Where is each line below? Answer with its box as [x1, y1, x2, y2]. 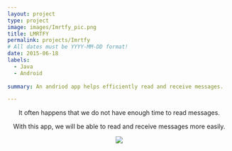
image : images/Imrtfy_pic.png [7, 23, 97, 30]
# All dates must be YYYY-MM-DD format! [7, 43, 129, 50]
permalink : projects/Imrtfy [7, 37, 91, 44]
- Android [13, 69, 43, 77]
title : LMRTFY [7, 30, 50, 38]
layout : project [7, 10, 55, 18]
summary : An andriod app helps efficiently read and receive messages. [7, 83, 223, 90]
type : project [7, 17, 50, 24]
